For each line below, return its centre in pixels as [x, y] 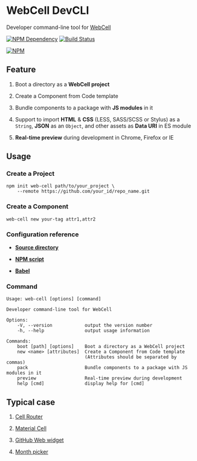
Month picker [31, 452]
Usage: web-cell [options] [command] [54, 299]
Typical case [31, 402]
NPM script [29, 259]
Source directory [37, 248]
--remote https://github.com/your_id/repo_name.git [83, 192]
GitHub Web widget [39, 440]
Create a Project [31, 174]
